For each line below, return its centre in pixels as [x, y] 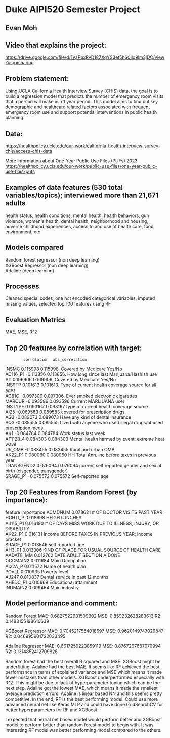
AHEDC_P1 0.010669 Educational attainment [51, 582]
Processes [22, 287]
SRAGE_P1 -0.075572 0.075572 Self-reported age [57, 476]
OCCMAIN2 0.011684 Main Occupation [46, 560]
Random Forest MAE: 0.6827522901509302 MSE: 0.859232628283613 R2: [83, 616]
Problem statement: [37, 79]
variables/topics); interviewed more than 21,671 [82, 196]
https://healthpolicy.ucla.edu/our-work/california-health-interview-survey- [83, 146]
